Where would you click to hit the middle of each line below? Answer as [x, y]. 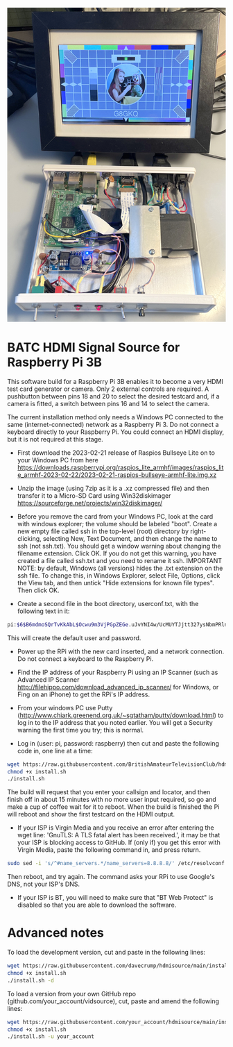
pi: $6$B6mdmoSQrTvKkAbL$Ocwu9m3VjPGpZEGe [68, 625]
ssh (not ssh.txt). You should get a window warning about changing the [119, 546]
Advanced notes [55, 933]
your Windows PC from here [58, 460]
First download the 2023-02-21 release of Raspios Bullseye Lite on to [116, 453]
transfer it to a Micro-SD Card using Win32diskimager [94, 495]
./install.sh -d [31, 980]
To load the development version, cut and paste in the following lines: [106, 953]
